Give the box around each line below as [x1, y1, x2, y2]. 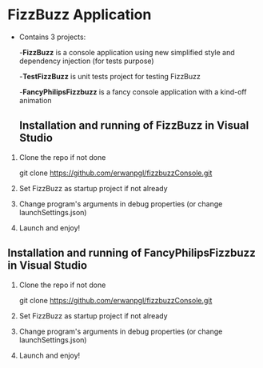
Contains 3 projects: [18, 32, 86, 42]
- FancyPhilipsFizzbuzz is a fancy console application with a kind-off [18, 86, 247, 97]
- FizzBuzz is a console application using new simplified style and [18, 47, 235, 57]
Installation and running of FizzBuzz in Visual [18, 118, 249, 133]
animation [18, 95, 53, 105]
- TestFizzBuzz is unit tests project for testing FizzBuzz [18, 71, 201, 81]
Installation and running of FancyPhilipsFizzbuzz [7, 246, 257, 260]
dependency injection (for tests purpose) [18, 56, 154, 66]
